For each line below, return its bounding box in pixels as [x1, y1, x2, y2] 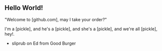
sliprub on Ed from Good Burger [11, 40, 76, 46]
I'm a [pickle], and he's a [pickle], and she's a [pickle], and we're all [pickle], [4, 26, 158, 32]
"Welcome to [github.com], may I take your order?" [4, 16, 107, 22]
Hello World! [4, 4, 43, 12]
